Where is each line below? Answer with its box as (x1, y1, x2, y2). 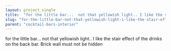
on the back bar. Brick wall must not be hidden (5, 41, 103, 47)
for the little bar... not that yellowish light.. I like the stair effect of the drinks (5, 36, 162, 42)
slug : (5, 17, 17, 22)
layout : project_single (5, 7, 56, 13)
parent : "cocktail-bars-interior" (5, 21, 79, 27)
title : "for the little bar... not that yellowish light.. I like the (5, 12, 163, 17)
